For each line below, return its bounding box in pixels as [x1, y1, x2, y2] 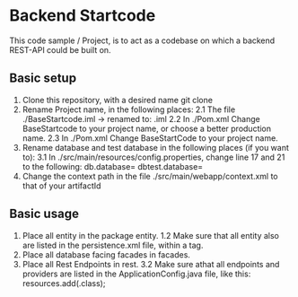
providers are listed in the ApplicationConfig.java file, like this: [22, 268, 251, 279]
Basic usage [9, 206, 79, 222]
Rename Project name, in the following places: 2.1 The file [22, 104, 236, 115]
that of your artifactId [22, 180, 101, 191]
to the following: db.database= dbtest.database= [22, 161, 204, 171]
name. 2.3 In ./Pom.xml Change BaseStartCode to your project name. [22, 132, 278, 144]
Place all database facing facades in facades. [22, 249, 191, 260]
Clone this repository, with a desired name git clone [22, 94, 214, 105]
